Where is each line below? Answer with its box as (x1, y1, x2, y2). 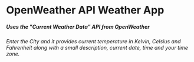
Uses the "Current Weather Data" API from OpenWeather (6, 23, 150, 30)
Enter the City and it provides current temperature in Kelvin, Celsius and (6, 38, 181, 45)
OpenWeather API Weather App (6, 4, 165, 17)
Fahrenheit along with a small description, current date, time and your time (6, 44, 189, 51)
